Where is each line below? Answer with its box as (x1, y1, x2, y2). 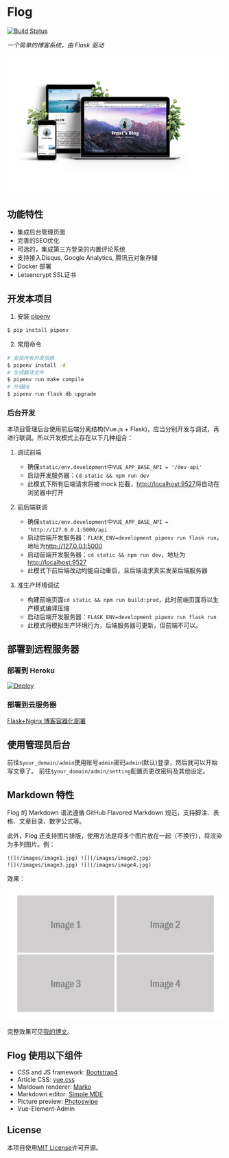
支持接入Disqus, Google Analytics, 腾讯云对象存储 (16, 254, 158, 262)
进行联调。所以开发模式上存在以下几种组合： (7, 433, 134, 442)
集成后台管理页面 (16, 228, 66, 237)
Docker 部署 (16, 262, 52, 271)
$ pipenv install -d (7, 361, 67, 369)
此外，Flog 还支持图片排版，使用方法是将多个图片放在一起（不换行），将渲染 (7, 831, 223, 840)
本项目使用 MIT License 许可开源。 (7, 1143, 102, 1152)
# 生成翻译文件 (7, 369, 45, 376)
